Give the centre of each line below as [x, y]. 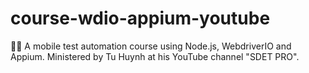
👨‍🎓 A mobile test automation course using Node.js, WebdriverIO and [151, 46]
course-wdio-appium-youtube [140, 18]
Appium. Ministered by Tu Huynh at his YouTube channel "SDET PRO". [155, 56]
